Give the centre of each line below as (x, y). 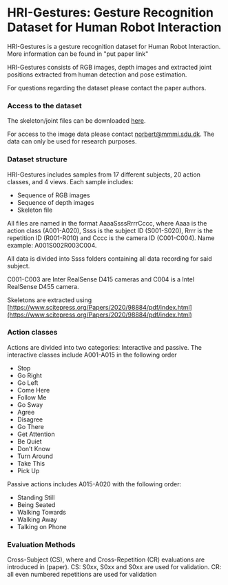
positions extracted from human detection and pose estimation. (97, 75)
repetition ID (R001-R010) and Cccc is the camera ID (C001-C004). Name (111, 238)
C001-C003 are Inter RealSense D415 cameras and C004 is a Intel (101, 279)
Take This (31, 463)
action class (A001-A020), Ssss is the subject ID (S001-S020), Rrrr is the (110, 230)
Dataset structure (37, 159)
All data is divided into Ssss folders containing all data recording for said (110, 258)
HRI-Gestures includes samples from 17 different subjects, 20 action (104, 175)
